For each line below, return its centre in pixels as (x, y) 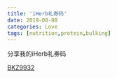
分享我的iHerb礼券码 (37, 54)
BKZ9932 (21, 68)
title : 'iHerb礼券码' (37, 14)
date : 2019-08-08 (33, 20)
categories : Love (33, 26)
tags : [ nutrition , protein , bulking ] (59, 33)
